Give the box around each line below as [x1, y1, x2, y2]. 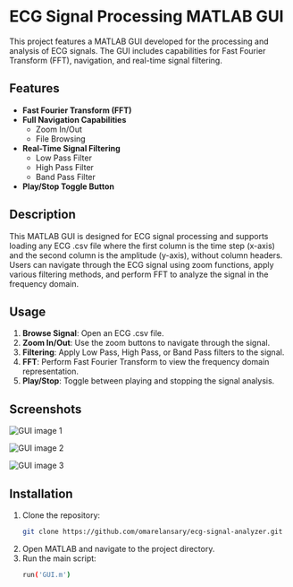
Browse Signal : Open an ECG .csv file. [21, 328, 164, 339]
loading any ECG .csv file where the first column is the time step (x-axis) [9, 240, 275, 251]
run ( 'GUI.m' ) [21, 570, 71, 579]
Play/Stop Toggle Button [21, 181, 114, 192]
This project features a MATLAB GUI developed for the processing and [9, 36, 270, 47]
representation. [21, 366, 79, 377]
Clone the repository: [21, 510, 101, 521]
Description [9, 207, 76, 222]
